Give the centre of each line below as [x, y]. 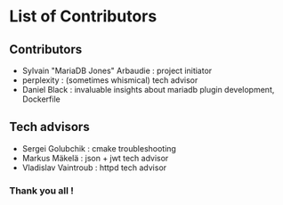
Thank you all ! [41, 191]
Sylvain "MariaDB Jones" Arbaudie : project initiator [117, 70]
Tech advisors [50, 127]
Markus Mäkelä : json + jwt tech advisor [95, 158]
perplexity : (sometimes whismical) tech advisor [110, 80]
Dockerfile [41, 99]
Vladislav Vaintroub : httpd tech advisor [94, 168]
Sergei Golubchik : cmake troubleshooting [99, 148]
